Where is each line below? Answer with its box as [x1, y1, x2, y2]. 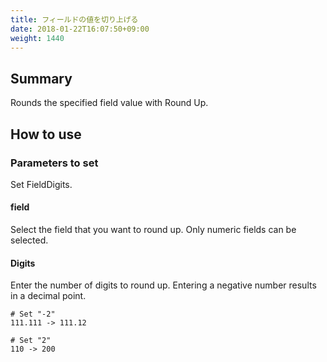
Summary [10, 70, 73, 87]
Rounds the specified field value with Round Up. [10, 97, 209, 109]
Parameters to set [10, 156, 99, 170]
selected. [10, 234, 49, 246]
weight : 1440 [10, 33, 65, 43]
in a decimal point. [10, 290, 87, 302]
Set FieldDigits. [10, 178, 73, 190]
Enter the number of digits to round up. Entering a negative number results [10, 279, 317, 291]
